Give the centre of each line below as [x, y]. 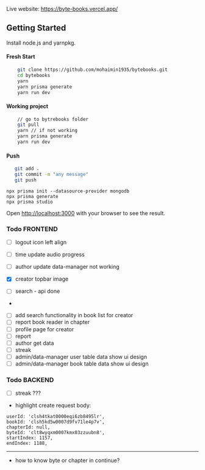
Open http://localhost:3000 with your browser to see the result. [86, 213]
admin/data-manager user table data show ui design [81, 356]
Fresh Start [21, 57]
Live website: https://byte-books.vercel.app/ [62, 9]
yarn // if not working [48, 131]
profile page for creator [45, 329]
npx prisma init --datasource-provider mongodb [68, 191]
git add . [27, 169]
